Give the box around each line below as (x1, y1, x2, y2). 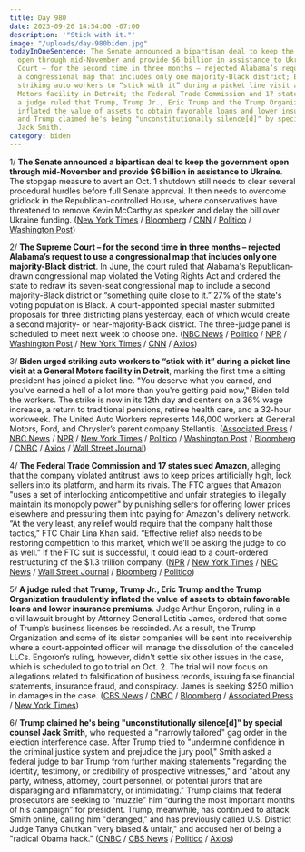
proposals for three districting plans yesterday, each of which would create (9, 309, 290, 320)
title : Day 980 (9, 13, 67, 23)
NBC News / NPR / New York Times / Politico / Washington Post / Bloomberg (9, 432, 296, 443)
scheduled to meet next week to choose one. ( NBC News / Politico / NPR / (9, 328, 288, 339)
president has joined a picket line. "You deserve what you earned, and (9, 374, 272, 386)
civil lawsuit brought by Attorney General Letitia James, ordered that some (9, 612, 288, 623)
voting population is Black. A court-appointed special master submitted (9, 299, 275, 310)
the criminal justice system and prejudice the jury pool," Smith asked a (9, 746, 272, 757)
